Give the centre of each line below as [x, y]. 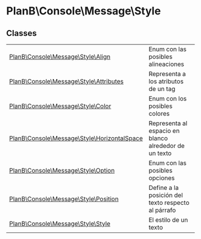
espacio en [164, 131]
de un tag [162, 89]
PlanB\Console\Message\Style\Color [60, 106]
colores [159, 114]
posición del [166, 195]
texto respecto [169, 203]
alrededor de [167, 146]
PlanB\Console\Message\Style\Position [64, 199]
